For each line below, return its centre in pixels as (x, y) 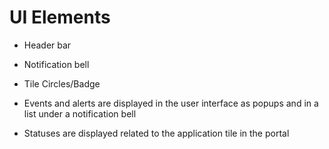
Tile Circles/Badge (62, 83)
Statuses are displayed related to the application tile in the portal (156, 133)
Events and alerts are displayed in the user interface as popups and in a (171, 103)
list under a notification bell (80, 113)
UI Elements (60, 17)
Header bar (47, 45)
